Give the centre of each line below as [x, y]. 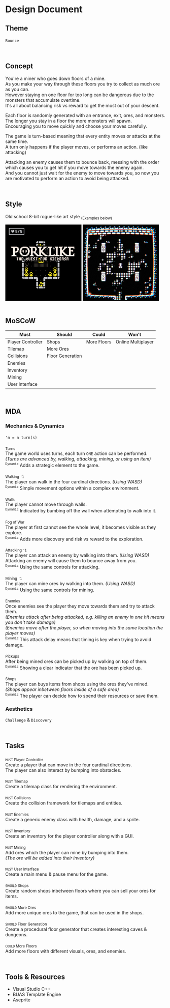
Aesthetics [19, 709]
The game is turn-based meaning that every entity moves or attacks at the [83, 136]
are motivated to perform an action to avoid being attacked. [67, 178]
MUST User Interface [22, 869]
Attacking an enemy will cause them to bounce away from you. [71, 561]
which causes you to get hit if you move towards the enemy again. [74, 167]
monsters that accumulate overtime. [43, 100]
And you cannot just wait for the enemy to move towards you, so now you [82, 173]
